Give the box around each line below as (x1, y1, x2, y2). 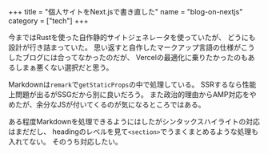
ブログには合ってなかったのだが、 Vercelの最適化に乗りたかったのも (22, 53, 248, 62)
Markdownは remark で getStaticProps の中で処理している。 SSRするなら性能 (8, 79, 257, 89)
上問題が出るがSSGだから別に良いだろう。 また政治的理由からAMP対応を (8, 90, 250, 99)
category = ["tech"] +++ (8, 16, 89, 26)
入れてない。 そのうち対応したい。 (8, 137, 122, 146)
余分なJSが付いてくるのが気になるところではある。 (35, 99, 206, 109)
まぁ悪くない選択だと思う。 (22, 63, 114, 72)
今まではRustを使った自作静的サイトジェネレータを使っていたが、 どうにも (8, 33, 256, 42)
